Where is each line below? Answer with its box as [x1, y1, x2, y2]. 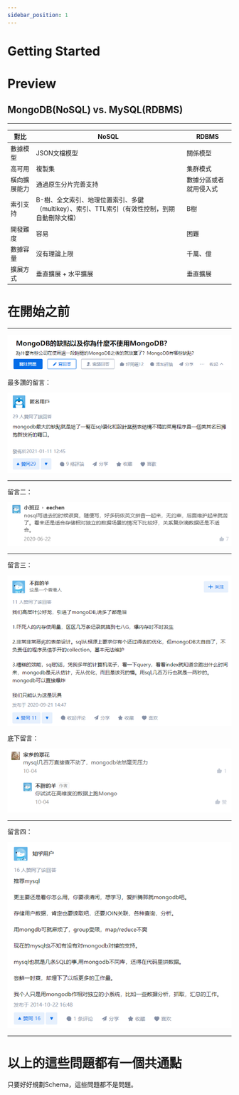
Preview [7, 76, 57, 92]
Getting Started [7, 43, 101, 59]
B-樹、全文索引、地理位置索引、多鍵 [36, 196, 144, 204]
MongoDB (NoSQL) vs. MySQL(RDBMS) [7, 104, 184, 116]
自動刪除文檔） [36, 214, 80, 222]
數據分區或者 [186, 175, 225, 185]
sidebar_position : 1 [7, 11, 69, 19]
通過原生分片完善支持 [36, 180, 99, 189]
